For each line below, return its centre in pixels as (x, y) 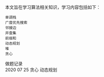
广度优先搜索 (16, 23)
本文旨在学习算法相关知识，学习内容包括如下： (53, 7)
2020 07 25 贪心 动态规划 (31, 70)
